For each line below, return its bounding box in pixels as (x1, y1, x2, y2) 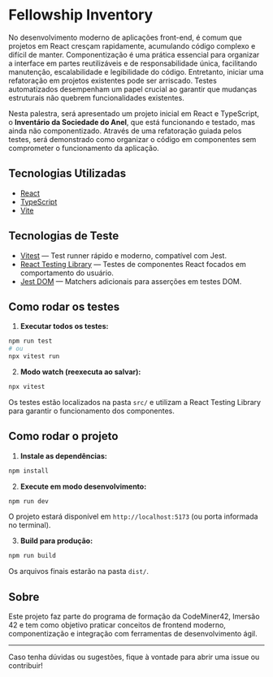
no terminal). (8, 520, 51, 530)
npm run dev (8, 497, 49, 505)
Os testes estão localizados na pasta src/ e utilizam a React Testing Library (8, 397, 262, 407)
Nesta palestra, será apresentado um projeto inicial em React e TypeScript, (8, 108, 260, 119)
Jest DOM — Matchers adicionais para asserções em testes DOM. (19, 276, 242, 286)
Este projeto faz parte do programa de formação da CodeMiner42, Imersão (8, 611, 260, 622)
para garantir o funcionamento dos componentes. (8, 406, 175, 416)
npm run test (8, 337, 53, 346)
